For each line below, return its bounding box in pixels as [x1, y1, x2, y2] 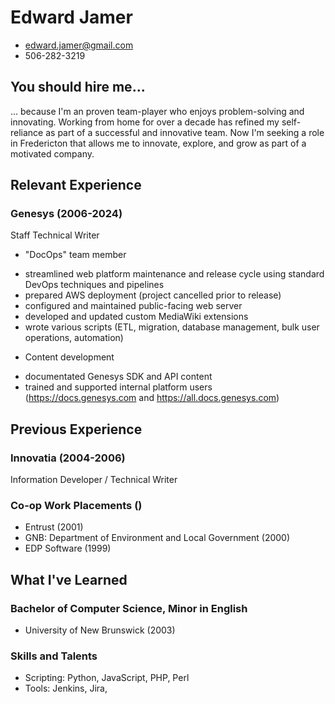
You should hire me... [10, 79, 146, 96]
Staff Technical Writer [10, 229, 100, 241]
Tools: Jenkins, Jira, [24, 682, 108, 695]
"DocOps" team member [24, 249, 127, 261]
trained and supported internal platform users [24, 381, 213, 393]
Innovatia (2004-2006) [10, 451, 126, 465]
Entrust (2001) [24, 521, 84, 533]
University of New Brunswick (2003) [24, 624, 176, 636]
